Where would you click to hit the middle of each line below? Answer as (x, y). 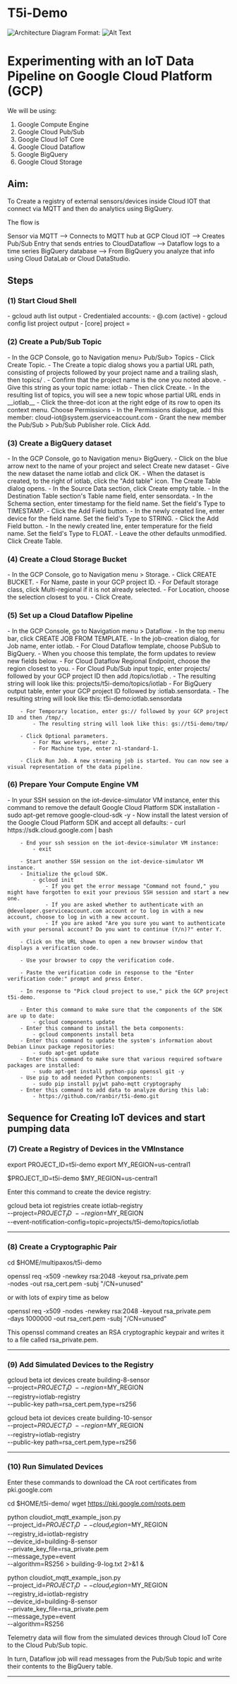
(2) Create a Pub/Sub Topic (55, 342)
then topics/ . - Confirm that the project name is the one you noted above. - (117, 380)
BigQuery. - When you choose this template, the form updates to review (112, 653)
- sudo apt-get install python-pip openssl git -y (109, 1071)
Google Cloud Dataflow (51, 147)
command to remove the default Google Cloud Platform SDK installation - (114, 807)
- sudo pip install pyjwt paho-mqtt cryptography (107, 1084)
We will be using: (32, 110)
